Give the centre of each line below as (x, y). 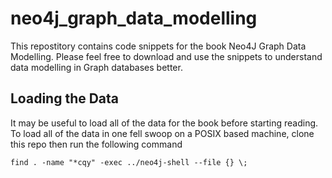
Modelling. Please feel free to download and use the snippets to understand (166, 56)
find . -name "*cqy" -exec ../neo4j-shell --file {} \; (129, 162)
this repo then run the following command (96, 144)
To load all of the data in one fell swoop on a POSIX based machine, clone (162, 133)
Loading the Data (65, 98)
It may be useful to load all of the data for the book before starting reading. (164, 123)
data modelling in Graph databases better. (96, 67)
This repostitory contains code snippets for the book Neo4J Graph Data (158, 46)
